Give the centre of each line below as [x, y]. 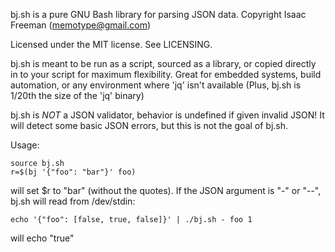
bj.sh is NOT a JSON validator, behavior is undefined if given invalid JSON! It [167, 115]
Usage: [25, 145]
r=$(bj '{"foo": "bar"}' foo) [73, 172]
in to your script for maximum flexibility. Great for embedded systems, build [166, 74]
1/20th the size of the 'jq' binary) [77, 95]
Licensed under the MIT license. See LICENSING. [111, 44]
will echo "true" [42, 238]
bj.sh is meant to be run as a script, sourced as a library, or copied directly [163, 63]
